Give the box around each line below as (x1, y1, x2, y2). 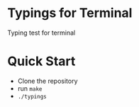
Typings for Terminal (7, 5, 133, 21)
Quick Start (7, 53, 76, 69)
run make (17, 84, 43, 93)
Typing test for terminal (7, 28, 76, 37)
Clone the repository (17, 77, 78, 85)
